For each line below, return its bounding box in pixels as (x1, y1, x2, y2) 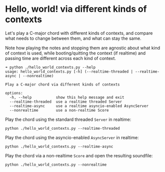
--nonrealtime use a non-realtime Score (9, 108, 109, 113)
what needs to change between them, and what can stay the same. (5, 35, 142, 41)
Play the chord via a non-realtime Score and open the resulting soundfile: (5, 152, 153, 158)
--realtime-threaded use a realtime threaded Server (9, 99, 122, 104)
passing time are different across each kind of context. (5, 55, 116, 61)
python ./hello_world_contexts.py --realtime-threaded (5, 126, 120, 131)
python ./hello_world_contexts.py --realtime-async (5, 144, 113, 149)
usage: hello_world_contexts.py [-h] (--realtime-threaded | (5, 69, 133, 74)
